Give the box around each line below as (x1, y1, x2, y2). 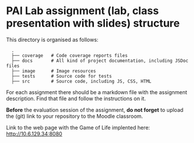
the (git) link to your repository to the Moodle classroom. (6, 112, 143, 119)
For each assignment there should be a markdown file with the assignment (6, 88, 188, 95)
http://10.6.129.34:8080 (6, 130, 63, 137)
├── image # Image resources (11, 68, 96, 74)
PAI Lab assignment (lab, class (6, 4, 159, 18)
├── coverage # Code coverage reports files (11, 52, 128, 58)
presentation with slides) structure (6, 16, 180, 30)
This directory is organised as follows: (6, 36, 98, 43)
